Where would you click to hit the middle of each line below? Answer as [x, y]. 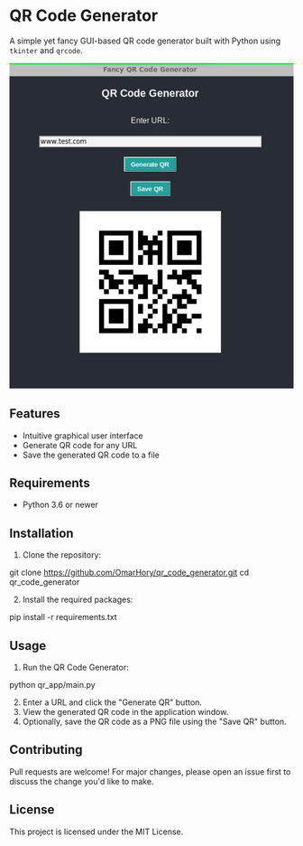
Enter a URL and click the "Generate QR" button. [112, 702]
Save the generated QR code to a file [91, 455]
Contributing [46, 750]
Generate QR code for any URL [80, 445]
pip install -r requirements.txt [63, 617]
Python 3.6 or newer [60, 505]
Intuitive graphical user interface [83, 436]
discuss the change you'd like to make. [82, 781]
